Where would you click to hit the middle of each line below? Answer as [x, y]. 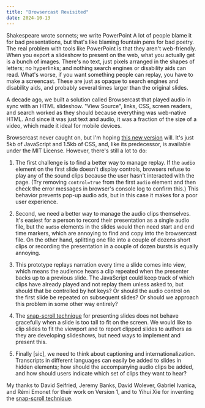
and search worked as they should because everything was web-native [96, 112]
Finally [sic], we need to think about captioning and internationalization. [105, 353]
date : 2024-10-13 [28, 18]
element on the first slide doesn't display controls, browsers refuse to [103, 169]
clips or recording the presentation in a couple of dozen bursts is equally [106, 246]
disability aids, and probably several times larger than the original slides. [97, 87]
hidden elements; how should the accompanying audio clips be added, [104, 367]
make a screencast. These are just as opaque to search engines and [92, 81]
